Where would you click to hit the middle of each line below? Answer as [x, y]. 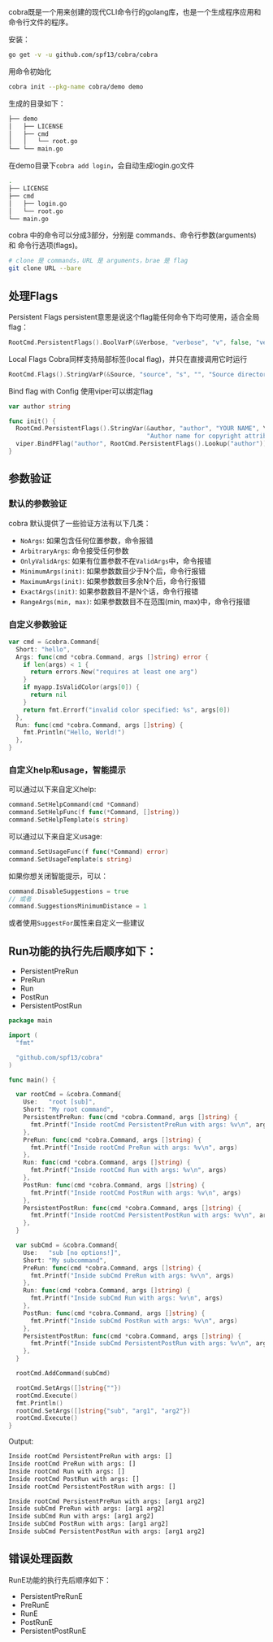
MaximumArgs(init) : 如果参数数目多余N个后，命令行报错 [113, 581]
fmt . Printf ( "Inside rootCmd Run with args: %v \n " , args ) [128, 1170]
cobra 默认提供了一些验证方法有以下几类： [80, 523]
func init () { [32, 421]
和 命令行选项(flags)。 [45, 246]
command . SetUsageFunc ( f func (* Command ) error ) [89, 851]
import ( [23, 1035]
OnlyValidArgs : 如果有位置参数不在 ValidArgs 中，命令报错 [116, 560]
